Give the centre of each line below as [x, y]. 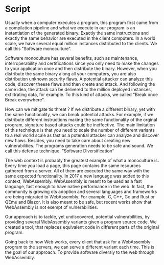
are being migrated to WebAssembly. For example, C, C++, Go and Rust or [80, 196]
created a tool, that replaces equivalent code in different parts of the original [82, 227]
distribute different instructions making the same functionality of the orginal [81, 120]
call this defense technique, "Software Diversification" [60, 151]
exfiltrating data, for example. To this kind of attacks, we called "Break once [82, 95]
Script [18, 9]
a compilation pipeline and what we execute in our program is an [70, 27]
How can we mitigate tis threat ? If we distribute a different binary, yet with [80, 109]
